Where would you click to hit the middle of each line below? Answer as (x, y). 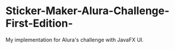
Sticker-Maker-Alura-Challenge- (87, 11)
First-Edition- (39, 23)
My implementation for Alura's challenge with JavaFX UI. (75, 40)
